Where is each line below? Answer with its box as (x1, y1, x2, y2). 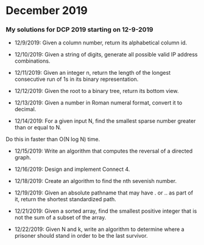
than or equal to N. (14, 124, 62, 131)
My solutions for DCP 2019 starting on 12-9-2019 (5, 26, 153, 34)
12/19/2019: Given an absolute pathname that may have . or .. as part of (14, 189, 193, 196)
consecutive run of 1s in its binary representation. (14, 75, 139, 83)
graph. (14, 154, 32, 161)
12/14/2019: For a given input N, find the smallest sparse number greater (14, 117, 196, 125)
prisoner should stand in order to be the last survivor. (14, 232, 148, 240)
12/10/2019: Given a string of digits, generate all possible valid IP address (14, 51, 198, 58)
